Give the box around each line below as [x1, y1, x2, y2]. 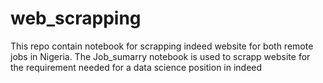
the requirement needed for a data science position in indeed [10, 61, 263, 73]
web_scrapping [10, 7, 142, 30]
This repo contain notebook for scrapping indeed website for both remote [10, 40, 314, 52]
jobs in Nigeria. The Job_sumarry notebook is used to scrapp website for [10, 50, 311, 62]
